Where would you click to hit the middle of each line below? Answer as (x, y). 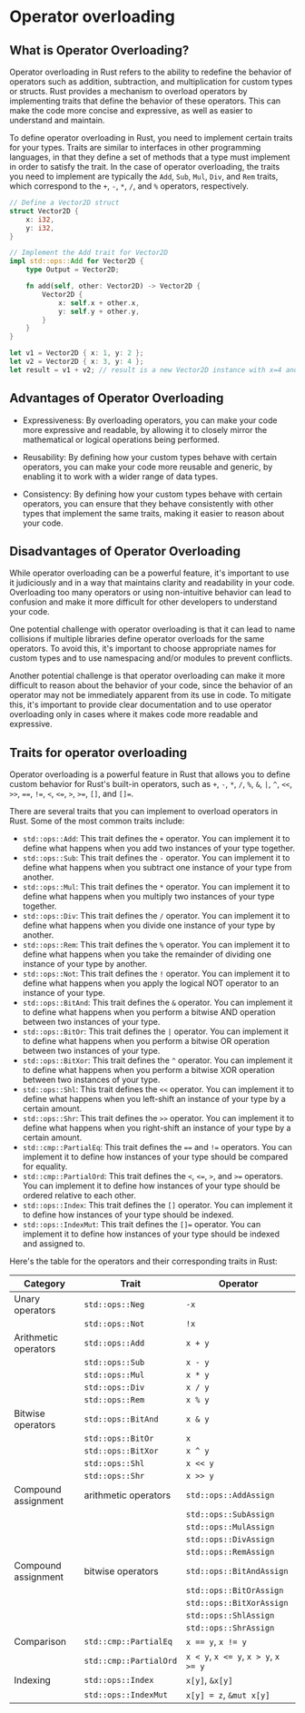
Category (45, 1284)
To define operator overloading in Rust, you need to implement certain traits (151, 138)
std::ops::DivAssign (230, 1540)
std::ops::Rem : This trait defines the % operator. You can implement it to (156, 945)
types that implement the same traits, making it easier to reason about (153, 513)
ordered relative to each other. (79, 1196)
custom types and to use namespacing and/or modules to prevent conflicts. (151, 658)
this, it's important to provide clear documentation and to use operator (141, 704)
